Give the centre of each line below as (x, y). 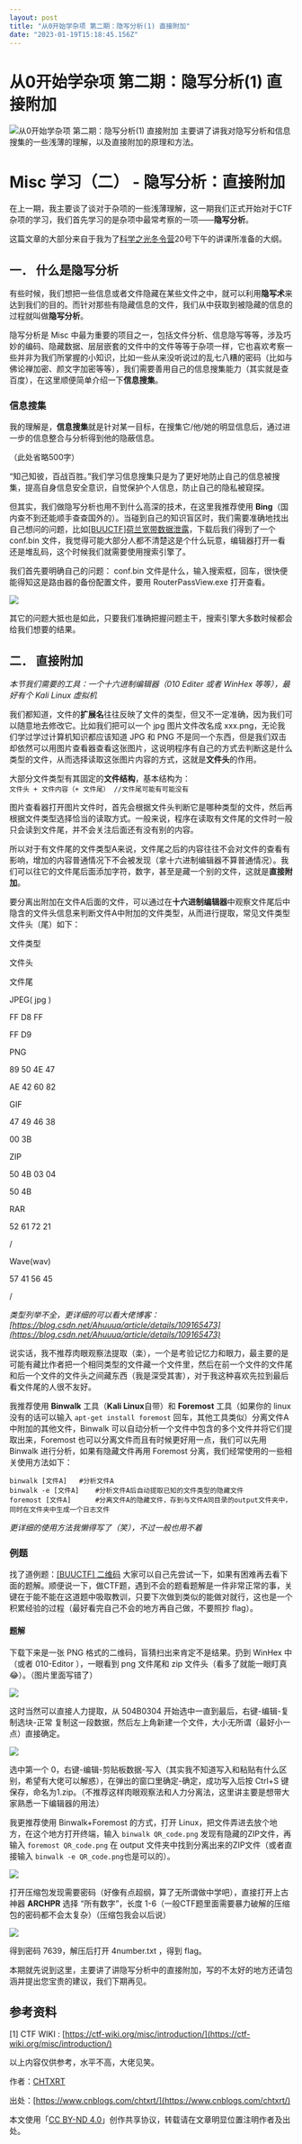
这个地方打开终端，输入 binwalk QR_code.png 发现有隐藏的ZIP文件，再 (162, 1833)
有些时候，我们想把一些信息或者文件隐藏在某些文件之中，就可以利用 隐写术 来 (151, 294)
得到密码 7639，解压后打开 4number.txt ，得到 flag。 (108, 1950)
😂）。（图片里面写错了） (53, 1675)
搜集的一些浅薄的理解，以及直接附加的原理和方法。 (104, 142)
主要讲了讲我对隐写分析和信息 (235, 131)
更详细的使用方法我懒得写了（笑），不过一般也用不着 (106, 1528)
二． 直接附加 (46, 660)
